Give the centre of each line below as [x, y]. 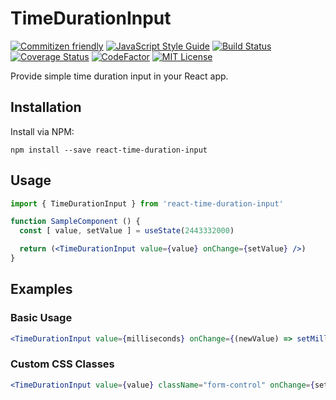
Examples [41, 289]
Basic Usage [41, 318]
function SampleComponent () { [75, 222]
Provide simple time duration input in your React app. [119, 76]
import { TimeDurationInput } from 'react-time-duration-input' [147, 203]
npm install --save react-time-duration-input [109, 150]
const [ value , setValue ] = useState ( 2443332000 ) [127, 231]
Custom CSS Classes [62, 364]
